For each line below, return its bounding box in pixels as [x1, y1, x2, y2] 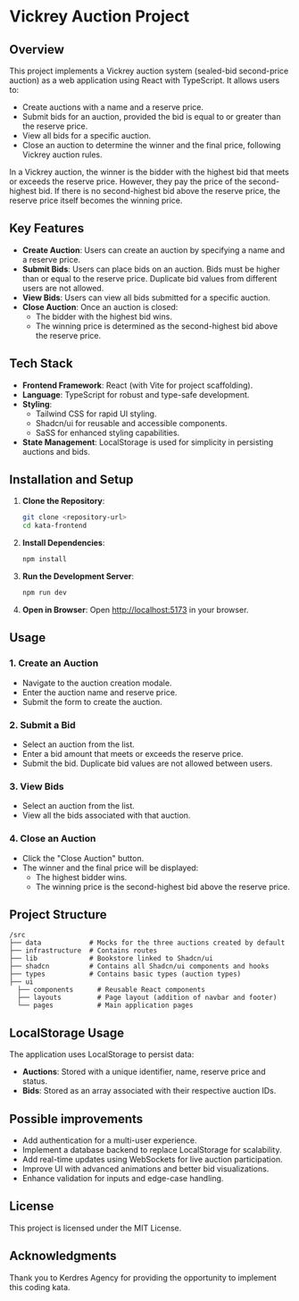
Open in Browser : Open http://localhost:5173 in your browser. [21, 604, 249, 615]
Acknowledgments [9, 1248, 118, 1263]
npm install [21, 555, 67, 564]
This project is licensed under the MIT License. [9, 1222, 182, 1233]
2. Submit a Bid [9, 718, 76, 731]
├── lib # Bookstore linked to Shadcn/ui [9, 954, 214, 963]
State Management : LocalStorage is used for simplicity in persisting [21, 436, 274, 448]
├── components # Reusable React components [17, 986, 205, 995]
